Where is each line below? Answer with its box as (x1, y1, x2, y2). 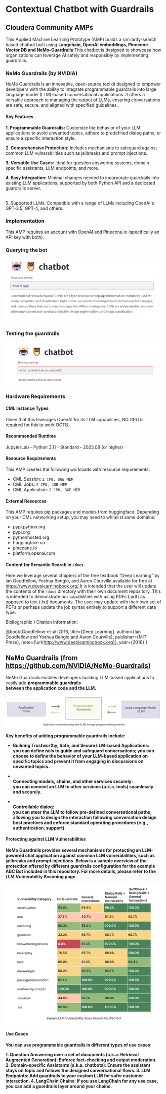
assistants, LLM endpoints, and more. (23, 165, 99, 171)
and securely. (12, 789, 42, 795)
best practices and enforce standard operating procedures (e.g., (12, 820, 148, 826)
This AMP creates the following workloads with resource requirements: (5, 466, 150, 472)
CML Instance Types (5, 405, 49, 411)
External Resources (5, 498, 47, 504)
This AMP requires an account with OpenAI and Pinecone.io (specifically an (5, 229, 160, 235)
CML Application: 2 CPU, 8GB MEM (12, 487, 81, 493)
